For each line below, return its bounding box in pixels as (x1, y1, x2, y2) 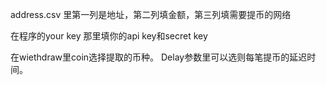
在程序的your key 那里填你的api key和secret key (10, 30, 208, 42)
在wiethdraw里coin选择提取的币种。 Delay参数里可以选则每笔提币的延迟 (10, 51, 308, 63)
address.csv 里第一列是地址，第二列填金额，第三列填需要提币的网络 (10, 9, 292, 20)
